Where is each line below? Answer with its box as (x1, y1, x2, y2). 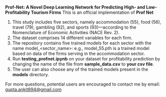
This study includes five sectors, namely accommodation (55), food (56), (12, 19, 162, 25)
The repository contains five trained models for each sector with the (12, 40, 152, 46)
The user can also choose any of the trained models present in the (12, 66, 149, 72)
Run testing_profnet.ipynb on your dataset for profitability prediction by (12, 56, 160, 61)
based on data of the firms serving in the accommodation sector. (12, 50, 145, 56)
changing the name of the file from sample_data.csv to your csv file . (12, 61, 155, 67)
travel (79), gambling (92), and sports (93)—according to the (12, 24, 136, 30)
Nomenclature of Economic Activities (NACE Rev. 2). (12, 30, 120, 35)
